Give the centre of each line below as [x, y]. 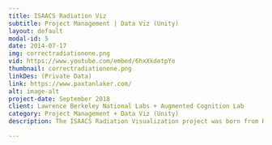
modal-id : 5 [28, 38]
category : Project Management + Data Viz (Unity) [94, 114]
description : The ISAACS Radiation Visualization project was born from [134, 122]
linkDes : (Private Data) [50, 76]
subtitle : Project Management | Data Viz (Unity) [94, 23]
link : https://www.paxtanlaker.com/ [70, 83]
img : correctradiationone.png [59, 53]
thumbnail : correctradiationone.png [70, 69]
